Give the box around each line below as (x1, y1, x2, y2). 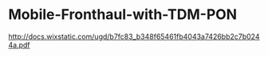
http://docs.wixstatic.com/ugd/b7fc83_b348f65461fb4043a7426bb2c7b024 (8, 32, 260, 41)
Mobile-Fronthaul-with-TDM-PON (8, 6, 238, 24)
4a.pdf (8, 40, 30, 49)
